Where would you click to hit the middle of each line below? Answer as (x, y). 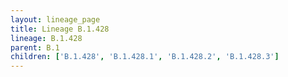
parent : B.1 (35, 47)
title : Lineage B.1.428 (60, 29)
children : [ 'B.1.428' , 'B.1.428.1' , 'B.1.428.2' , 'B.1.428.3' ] (145, 57)
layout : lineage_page (55, 19)
